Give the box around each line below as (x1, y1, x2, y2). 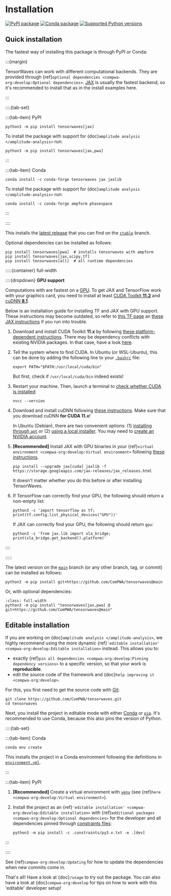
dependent (12, 333, 36, 340)
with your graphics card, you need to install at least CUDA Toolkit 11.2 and (5, 292, 160, 298)
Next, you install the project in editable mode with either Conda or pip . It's (5, 710, 160, 716)
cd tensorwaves (5, 701, 38, 706)
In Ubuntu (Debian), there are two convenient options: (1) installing (12, 423, 152, 429)
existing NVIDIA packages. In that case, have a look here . (12, 339, 133, 345)
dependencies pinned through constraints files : (12, 820, 112, 826)
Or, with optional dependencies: (5, 588, 72, 594)
